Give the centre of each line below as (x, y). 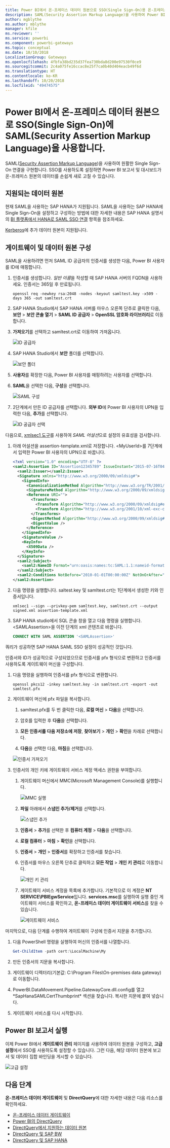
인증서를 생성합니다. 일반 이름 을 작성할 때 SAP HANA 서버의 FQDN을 (81, 278)
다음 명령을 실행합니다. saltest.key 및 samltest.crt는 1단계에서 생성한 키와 (85, 590)
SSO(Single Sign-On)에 (65, 125)
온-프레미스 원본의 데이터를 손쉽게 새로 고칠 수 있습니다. (60, 176)
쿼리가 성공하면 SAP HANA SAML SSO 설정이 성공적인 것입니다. (69, 647)
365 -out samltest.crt (48, 298)
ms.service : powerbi (27, 39)
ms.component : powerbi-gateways (39, 43)
